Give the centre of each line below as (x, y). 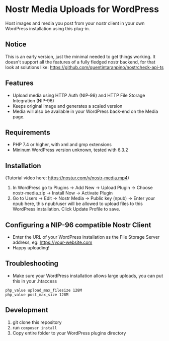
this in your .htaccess (35, 281)
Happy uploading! (31, 248)
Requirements (28, 132)
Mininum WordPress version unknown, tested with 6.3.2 (70, 150)
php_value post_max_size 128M (37, 295)
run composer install (35, 327)
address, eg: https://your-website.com (52, 242)
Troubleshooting (32, 264)
